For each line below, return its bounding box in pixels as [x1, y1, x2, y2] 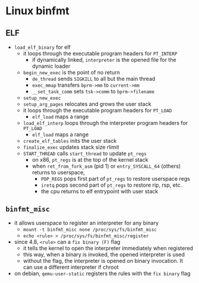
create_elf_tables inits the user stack [23, 137, 117, 144]
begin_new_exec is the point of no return [23, 69, 120, 76]
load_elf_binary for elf [14, 43, 71, 51]
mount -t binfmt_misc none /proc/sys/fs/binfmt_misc [23, 227, 157, 232]
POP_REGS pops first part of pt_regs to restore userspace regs [41, 175, 190, 182]
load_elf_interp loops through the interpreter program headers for [23, 120, 188, 126]
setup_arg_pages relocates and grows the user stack [23, 100, 151, 108]
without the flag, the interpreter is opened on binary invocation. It [23, 257, 184, 264]
